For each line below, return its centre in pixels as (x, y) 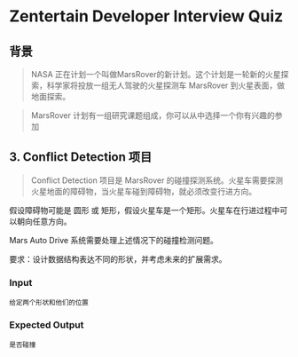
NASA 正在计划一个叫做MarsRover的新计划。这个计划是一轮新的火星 (156, 74)
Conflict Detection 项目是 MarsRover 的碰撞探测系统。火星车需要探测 (157, 180)
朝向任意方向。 (44, 221)
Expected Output (47, 325)
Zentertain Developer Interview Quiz (146, 16)
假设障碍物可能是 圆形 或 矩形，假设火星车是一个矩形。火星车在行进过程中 (145, 210)
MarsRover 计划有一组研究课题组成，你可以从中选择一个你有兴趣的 (153, 115)
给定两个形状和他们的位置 (49, 303)
